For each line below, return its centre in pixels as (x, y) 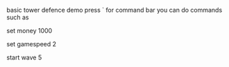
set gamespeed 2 (32, 44)
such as (18, 17)
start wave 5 (24, 57)
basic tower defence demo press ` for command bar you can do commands (114, 10)
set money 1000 (29, 31)
